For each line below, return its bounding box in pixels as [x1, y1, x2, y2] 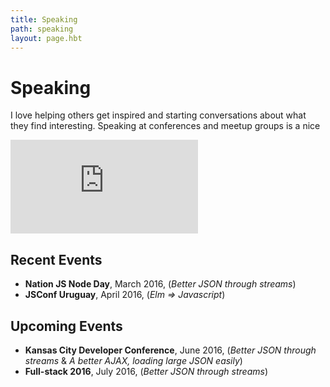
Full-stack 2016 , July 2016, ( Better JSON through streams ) [24, 365, 269, 377]
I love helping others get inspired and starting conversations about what [10, 109, 307, 121]
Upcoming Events [10, 317, 123, 335]
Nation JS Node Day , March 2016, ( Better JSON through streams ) [24, 278, 297, 290]
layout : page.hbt [10, 33, 83, 43]
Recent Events [10, 251, 103, 268]
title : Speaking [10, 14, 78, 25]
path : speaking [10, 24, 74, 34]
